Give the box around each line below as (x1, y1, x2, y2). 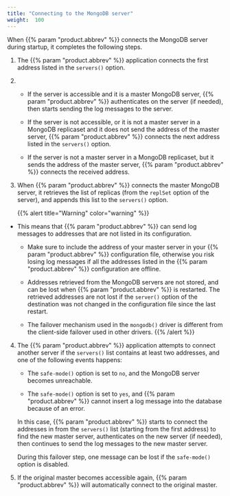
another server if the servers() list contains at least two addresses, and (16, 348, 220, 357)
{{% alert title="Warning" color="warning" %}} (16, 209, 150, 217)
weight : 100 (7, 16, 45, 23)
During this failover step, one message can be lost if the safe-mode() (16, 453, 211, 461)
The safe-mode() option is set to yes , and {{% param (27, 390, 175, 398)
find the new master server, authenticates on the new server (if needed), (16, 432, 223, 440)
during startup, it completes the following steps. (7, 43, 143, 51)
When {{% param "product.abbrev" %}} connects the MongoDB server (7, 35, 208, 43)
